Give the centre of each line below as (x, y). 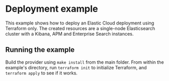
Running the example (40, 50)
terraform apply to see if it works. (42, 73)
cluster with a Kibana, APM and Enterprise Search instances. (70, 34)
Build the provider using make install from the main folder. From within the (85, 62)
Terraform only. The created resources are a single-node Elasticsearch (80, 28)
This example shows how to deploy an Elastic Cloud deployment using (80, 23)
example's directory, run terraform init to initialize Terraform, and (76, 67)
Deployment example (52, 9)
